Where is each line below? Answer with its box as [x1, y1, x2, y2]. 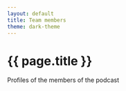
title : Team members [7, 17, 67, 24]
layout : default [7, 10, 54, 17]
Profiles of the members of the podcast [7, 76, 120, 84]
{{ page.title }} [7, 53, 93, 69]
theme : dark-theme [7, 23, 60, 30]
